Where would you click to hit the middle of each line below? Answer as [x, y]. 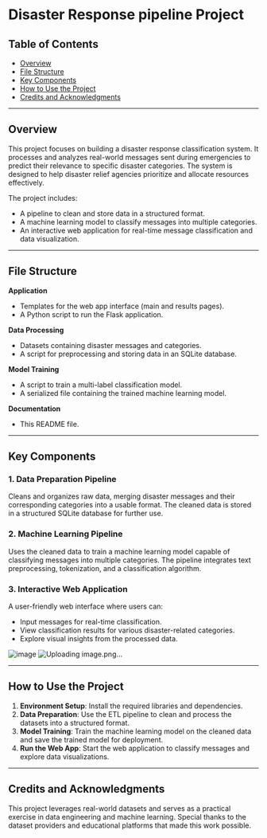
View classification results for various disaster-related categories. [127, 630]
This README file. [49, 424]
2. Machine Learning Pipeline [66, 534]
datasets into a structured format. [74, 722]
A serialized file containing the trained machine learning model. [123, 393]
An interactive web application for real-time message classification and [136, 230]
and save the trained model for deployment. [91, 739]
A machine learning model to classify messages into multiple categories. [138, 221]
